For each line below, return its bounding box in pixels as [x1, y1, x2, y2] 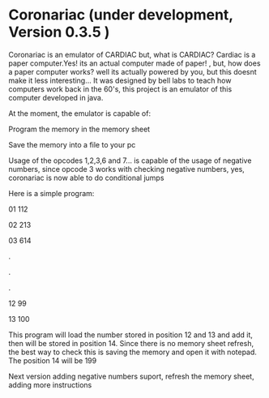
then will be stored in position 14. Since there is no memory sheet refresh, [8, 338, 254, 348]
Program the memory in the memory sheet [8, 124, 151, 134]
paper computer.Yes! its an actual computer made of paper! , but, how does [8, 58, 261, 68]
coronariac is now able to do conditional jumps [8, 173, 164, 182]
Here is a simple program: [8, 188, 95, 198]
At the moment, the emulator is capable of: [8, 108, 152, 118]
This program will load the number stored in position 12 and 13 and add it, [8, 330, 254, 340]
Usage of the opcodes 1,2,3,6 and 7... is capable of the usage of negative [8, 156, 252, 165]
